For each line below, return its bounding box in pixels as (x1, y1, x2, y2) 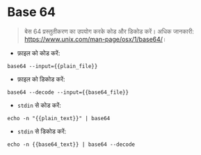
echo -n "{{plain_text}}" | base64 (7, 115, 111, 122)
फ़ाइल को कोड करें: (17, 49, 61, 57)
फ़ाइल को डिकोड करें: (17, 74, 65, 83)
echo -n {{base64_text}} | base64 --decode (7, 140, 136, 148)
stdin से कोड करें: (17, 101, 61, 109)
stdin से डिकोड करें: (17, 127, 67, 136)
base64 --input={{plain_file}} (7, 63, 98, 70)
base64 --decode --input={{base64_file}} (7, 88, 129, 96)
